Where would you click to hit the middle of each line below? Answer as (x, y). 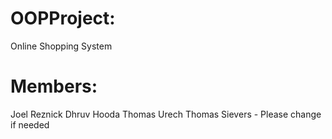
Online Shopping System (61, 46)
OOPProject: (63, 18)
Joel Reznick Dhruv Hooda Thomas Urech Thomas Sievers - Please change (166, 114)
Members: (54, 86)
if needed (30, 124)
